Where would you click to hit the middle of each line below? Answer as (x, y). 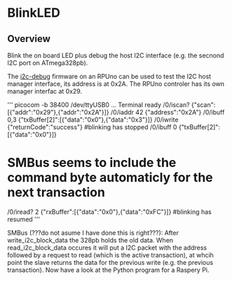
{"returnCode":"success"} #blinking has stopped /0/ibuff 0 (92, 127)
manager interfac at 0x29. (45, 91)
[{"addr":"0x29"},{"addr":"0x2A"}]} (59, 112)
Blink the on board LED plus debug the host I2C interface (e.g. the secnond (116, 55)
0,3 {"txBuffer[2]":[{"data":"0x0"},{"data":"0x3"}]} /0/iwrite (93, 120)
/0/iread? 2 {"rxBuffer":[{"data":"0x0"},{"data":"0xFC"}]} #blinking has (110, 212)
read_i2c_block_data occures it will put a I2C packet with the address (107, 247)
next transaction (56, 193)
